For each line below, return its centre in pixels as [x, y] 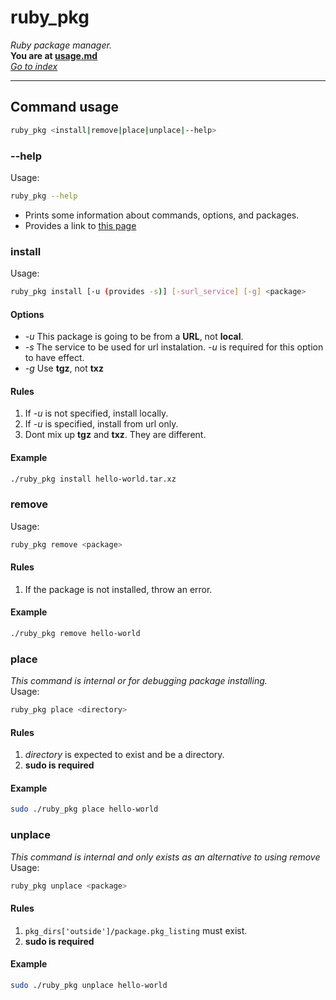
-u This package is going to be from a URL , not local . [134, 337]
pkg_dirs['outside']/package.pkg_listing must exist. [136, 930]
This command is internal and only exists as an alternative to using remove [165, 857]
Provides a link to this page [80, 225]
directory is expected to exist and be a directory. [124, 755]
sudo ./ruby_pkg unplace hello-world [89, 985]
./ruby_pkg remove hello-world [75, 634]
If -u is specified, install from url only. [101, 424]
